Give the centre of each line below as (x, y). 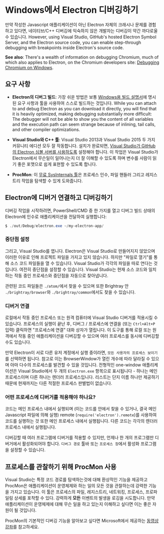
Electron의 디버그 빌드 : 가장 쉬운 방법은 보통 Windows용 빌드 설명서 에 (80, 97)
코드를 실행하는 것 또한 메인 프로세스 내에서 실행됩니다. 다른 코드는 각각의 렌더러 (82, 421)
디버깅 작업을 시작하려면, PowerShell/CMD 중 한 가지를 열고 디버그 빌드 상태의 (80, 210)
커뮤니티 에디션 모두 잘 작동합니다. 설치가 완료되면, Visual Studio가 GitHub (84, 146)
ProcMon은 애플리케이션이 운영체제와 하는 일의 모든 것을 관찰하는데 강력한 (76, 486)
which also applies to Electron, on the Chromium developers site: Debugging (82, 62)
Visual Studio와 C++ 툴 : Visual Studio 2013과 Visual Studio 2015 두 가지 (84, 139)
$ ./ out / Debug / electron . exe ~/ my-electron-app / (55, 226)
